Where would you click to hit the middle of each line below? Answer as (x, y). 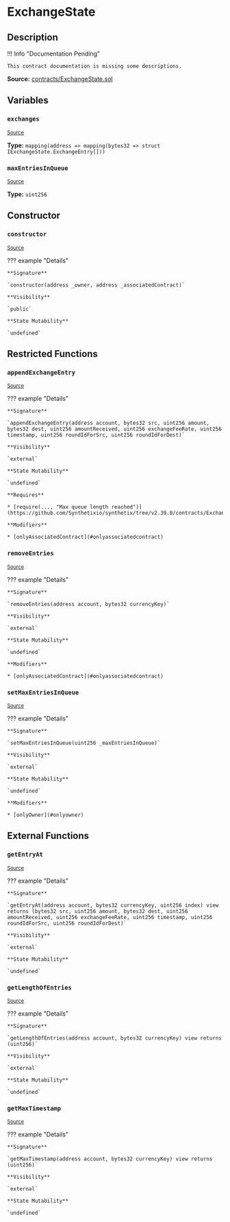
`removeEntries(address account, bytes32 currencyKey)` (88, 604)
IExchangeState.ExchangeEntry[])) (56, 151)
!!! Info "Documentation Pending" (54, 53)
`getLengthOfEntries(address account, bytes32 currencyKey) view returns (115, 1038)
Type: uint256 (27, 194)
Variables (28, 100)
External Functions (48, 836)
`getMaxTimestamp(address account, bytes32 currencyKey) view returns (110, 1159)
